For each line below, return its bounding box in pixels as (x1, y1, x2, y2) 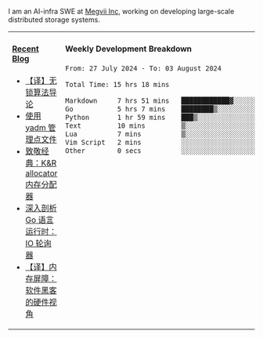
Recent (12, 43, 39, 54)
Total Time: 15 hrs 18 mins (65, 80, 170, 89)
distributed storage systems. (8, 15, 100, 24)
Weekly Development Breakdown (65, 43, 193, 54)
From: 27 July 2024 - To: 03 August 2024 (65, 64, 222, 73)
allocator (25, 168, 58, 179)
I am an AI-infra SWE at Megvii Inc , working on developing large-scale (8, 7, 235, 16)
